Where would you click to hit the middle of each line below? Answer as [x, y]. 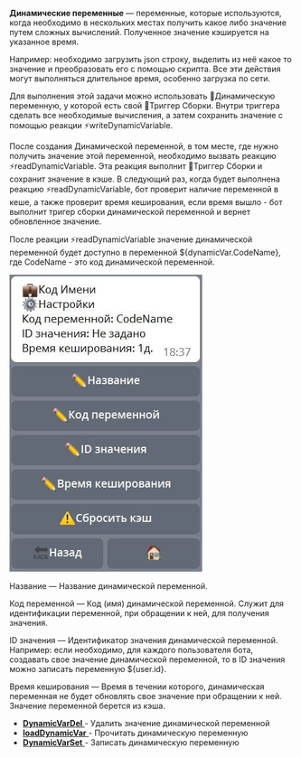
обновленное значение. [56, 221]
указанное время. [44, 42]
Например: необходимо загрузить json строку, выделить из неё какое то [150, 59]
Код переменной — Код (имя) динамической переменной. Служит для [147, 603]
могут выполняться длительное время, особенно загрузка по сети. [140, 79]
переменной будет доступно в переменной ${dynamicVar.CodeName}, [146, 252]
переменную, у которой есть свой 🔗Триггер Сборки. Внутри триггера [145, 106]
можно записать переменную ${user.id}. [88, 669]
